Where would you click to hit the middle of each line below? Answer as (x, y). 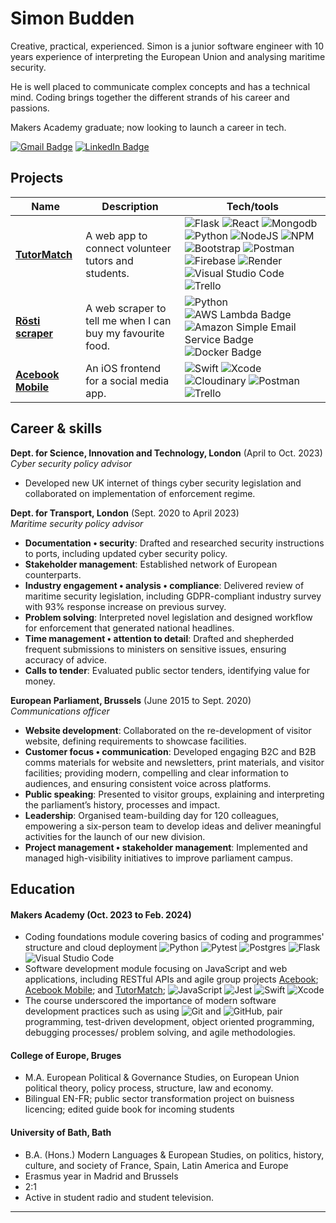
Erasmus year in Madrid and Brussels (101, 1176)
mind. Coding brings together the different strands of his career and (150, 97)
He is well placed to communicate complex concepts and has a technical (160, 86)
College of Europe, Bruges (66, 1055)
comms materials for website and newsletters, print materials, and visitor (174, 762)
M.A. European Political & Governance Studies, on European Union (162, 1078)
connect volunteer (128, 248)
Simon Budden (72, 18)
